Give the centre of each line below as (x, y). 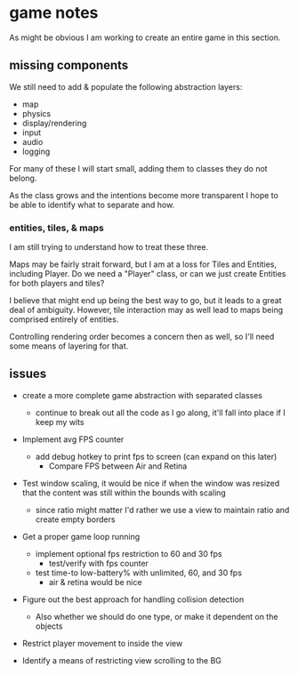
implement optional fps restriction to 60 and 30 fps (129, 553)
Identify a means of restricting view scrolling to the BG (122, 660)
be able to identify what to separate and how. (92, 205)
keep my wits (60, 422)
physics (36, 113)
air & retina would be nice (95, 582)
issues (28, 374)
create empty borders (75, 519)
